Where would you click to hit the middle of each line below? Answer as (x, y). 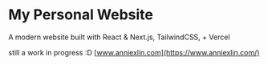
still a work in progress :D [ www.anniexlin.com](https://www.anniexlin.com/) (134, 52)
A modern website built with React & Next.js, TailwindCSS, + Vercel (119, 37)
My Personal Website (81, 15)
